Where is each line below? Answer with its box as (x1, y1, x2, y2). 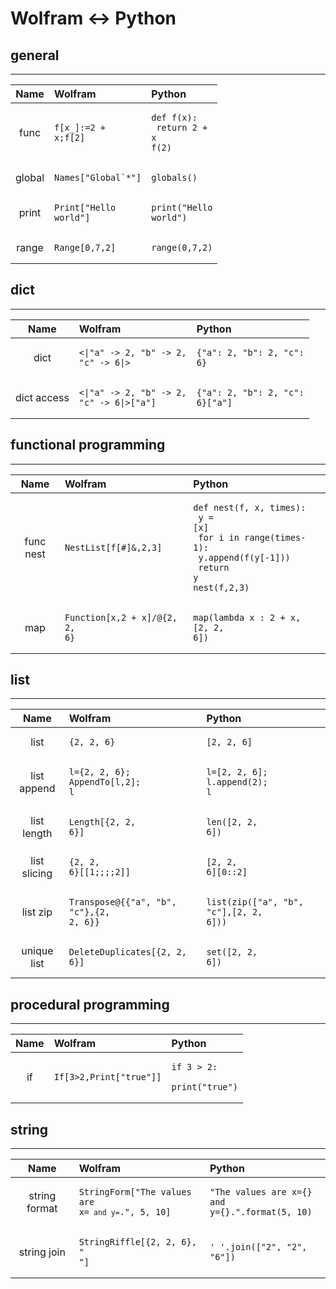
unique (21, 944, 54, 958)
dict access (15, 390, 70, 404)
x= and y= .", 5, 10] (78, 1207, 172, 1218)
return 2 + (156, 122, 208, 133)
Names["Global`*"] (54, 172, 142, 183)
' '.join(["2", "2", (209, 1242, 308, 1253)
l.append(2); (206, 777, 268, 788)
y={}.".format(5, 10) (209, 1207, 313, 1218)
